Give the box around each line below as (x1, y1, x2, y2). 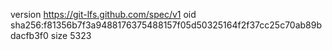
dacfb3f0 (10, 30, 49, 41)
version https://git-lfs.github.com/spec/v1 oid (10, 9, 197, 20)
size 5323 (50, 30, 92, 41)
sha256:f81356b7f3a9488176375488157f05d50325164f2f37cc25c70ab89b (10, 19, 323, 31)
